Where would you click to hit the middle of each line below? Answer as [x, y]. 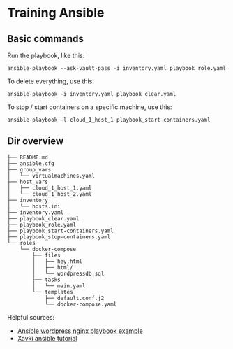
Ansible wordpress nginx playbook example [80, 331]
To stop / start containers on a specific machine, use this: [90, 107]
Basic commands [45, 39]
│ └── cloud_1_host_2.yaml [50, 194]
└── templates [53, 292]
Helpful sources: [31, 317]
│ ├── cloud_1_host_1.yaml [50, 188]
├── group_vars [29, 169]
